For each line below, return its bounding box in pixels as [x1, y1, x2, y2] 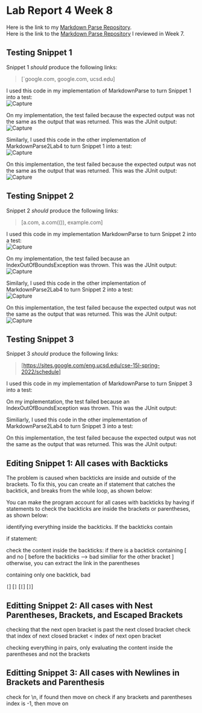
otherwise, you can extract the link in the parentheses [6, 560, 140, 567]
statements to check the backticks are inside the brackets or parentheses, [6, 505, 191, 513]
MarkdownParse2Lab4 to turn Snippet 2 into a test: [6, 286, 134, 293]
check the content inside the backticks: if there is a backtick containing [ [6, 547, 187, 554]
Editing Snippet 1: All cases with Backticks [6, 458, 169, 468]
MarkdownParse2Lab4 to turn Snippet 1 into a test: [6, 142, 133, 150]
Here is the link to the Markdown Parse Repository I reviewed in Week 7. [6, 30, 185, 37]
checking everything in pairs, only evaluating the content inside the [6, 644, 173, 651]
